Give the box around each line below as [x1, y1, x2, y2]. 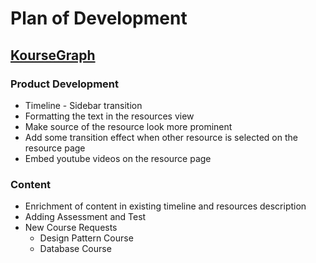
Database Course [39, 243, 112, 255]
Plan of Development [10, 7, 188, 30]
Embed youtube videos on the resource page [24, 152, 212, 164]
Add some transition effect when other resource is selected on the [24, 131, 298, 143]
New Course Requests [24, 222, 118, 234]
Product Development [10, 77, 120, 91]
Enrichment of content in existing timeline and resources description [24, 200, 307, 212]
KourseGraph [10, 47, 96, 64]
